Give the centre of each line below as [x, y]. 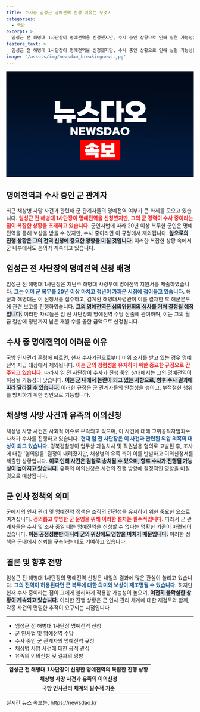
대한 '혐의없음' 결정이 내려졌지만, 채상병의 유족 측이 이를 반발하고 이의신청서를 [103, 453]
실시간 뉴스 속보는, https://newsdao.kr [51, 702]
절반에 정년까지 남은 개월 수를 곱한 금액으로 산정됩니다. [76, 321]
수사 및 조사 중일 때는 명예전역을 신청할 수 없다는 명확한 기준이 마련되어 [109, 527]
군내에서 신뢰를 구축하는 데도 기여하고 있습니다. [72, 542]
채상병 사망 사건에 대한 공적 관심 [52, 648]
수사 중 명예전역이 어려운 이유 [57, 342]
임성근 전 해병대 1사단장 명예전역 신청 [58, 626]
